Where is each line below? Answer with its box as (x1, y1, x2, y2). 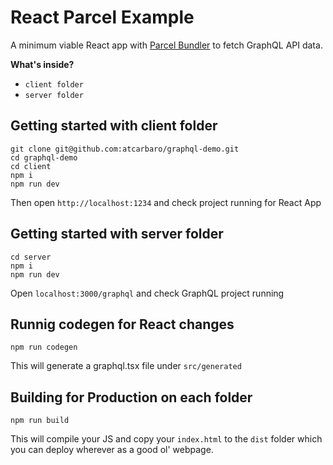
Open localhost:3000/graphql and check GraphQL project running (10, 287, 285, 299)
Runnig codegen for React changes (10, 316, 235, 333)
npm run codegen (10, 342, 78, 353)
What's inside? (10, 58, 75, 70)
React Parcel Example (10, 6, 195, 29)
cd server (10, 252, 52, 262)
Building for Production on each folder (10, 389, 253, 406)
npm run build (10, 416, 70, 426)
